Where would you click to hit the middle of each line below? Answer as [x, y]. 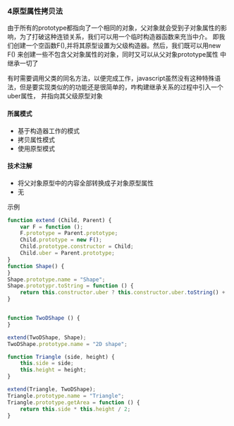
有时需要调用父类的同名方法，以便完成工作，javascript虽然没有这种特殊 [111, 79]
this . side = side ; [47, 363]
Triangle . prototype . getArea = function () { [74, 402]
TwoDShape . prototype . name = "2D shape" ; [68, 344]
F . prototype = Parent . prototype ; [69, 234]
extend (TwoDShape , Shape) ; [47, 338]
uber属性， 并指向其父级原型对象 [55, 96]
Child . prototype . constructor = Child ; [77, 247]
